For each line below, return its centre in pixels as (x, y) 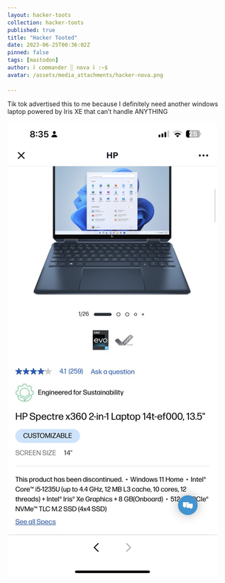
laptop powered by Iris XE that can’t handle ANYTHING (88, 111)
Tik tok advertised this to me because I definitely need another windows (113, 104)
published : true (31, 30)
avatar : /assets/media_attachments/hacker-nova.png (85, 75)
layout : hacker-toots (39, 15)
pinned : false (28, 53)
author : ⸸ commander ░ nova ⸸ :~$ (57, 68)
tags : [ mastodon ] (33, 61)
